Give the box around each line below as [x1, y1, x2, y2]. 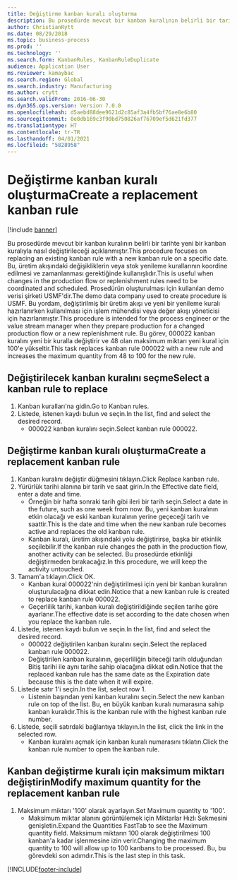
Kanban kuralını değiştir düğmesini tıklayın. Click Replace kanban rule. [17, 475, 220, 483]
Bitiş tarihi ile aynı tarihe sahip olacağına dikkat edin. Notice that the [28, 662, 224, 671]
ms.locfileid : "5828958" [7, 142, 80, 149]
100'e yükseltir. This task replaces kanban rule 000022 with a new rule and [7, 344, 224, 353]
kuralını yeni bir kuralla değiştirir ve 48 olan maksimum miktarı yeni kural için [7, 337, 229, 345]
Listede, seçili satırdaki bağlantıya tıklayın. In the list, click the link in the [17, 722, 224, 731]
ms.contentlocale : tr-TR [7, 129, 80, 136]
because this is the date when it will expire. [28, 677, 154, 686]
